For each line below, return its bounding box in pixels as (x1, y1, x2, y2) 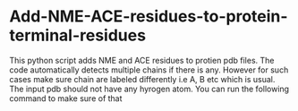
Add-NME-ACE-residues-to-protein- (9, 6, 288, 27)
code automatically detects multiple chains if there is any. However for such (9, 64, 289, 75)
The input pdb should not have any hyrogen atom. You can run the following (9, 83, 289, 94)
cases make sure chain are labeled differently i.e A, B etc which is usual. (9, 73, 276, 84)
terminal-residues (9, 25, 146, 46)
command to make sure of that (9, 92, 123, 104)
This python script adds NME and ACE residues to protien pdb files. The (9, 55, 275, 65)
